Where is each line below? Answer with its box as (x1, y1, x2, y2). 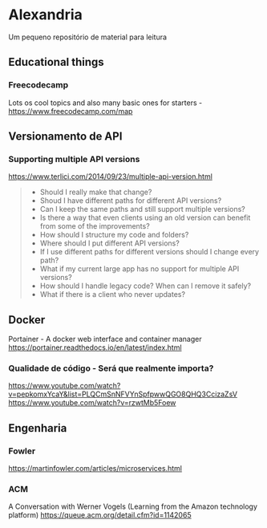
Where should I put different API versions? (39, 238, 180, 248)
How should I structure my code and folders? (39, 230, 189, 240)
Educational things (8, 55, 104, 69)
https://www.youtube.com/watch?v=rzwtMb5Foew (8, 398, 176, 408)
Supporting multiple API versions (8, 153, 140, 164)
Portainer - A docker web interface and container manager (8, 335, 202, 344)
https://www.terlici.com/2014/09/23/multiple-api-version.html (8, 172, 212, 181)
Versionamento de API (8, 130, 123, 144)
